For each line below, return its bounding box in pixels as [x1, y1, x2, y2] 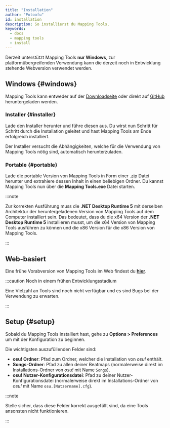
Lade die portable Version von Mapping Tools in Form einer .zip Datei [5, 173, 150, 179]
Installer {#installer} [5, 111, 56, 118]
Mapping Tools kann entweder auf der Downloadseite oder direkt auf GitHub [5, 93, 165, 99]
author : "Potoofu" [5, 12, 44, 17]
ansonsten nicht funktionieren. [5, 408, 69, 414]
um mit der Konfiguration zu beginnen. [5, 336, 86, 342]
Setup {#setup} [5, 318, 55, 326]
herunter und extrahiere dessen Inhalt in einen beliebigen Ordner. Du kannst [5, 178, 163, 184]
